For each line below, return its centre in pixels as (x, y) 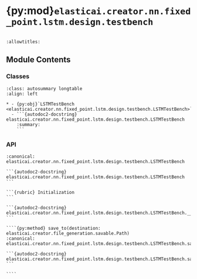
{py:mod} (30, 11)
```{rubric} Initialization (40, 192)
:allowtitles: (23, 42)
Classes (18, 76)
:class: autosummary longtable (44, 89)
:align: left (22, 94)
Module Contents (38, 60)
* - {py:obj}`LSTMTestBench (40, 104)
